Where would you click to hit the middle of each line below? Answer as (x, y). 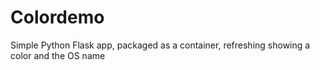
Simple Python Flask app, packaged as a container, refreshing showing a (160, 45)
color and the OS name (58, 55)
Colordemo (57, 17)
